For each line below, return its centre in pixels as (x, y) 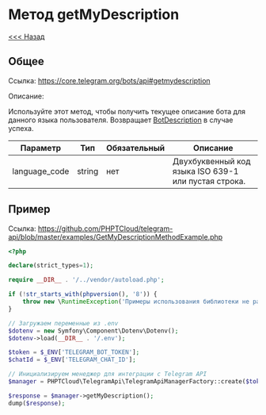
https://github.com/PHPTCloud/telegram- (106, 229)
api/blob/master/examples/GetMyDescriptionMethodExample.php (116, 236)
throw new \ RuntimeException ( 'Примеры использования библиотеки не (136, 302)
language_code (41, 171)
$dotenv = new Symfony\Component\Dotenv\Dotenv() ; (93, 331)
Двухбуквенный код (212, 161)
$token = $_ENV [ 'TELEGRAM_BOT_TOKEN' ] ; (74, 352)
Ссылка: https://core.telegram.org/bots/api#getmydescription (110, 80)
